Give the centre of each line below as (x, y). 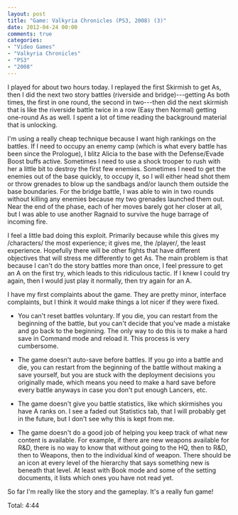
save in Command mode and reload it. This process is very (104, 338)
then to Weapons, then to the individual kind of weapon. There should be (124, 455)
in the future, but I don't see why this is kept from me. (96, 418)
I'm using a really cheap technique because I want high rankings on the (112, 139)
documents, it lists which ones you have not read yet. (96, 477)
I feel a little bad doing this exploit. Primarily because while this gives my (113, 235)
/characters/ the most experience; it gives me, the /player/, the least (107, 243)
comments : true (30, 34)
